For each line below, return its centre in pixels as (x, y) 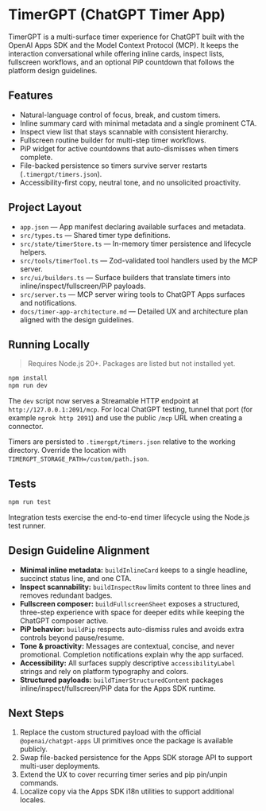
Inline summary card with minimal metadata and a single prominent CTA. (138, 123)
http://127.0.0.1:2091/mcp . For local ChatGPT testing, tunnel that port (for (131, 409)
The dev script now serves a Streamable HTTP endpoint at (103, 401)
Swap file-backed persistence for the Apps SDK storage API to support (136, 758)
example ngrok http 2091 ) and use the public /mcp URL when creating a (125, 418)
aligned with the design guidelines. (77, 319)
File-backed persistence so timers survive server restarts (114, 166)
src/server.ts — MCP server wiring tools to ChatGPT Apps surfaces (132, 294)
